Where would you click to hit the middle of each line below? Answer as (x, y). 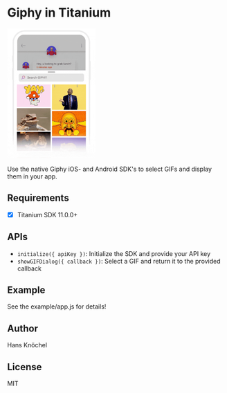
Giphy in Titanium (59, 13)
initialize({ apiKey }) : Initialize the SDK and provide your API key (114, 253)
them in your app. (32, 176)
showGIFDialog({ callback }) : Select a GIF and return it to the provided (119, 261)
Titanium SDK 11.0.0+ (47, 214)
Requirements (38, 198)
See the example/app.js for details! (57, 307)
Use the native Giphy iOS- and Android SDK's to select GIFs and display (110, 169)
